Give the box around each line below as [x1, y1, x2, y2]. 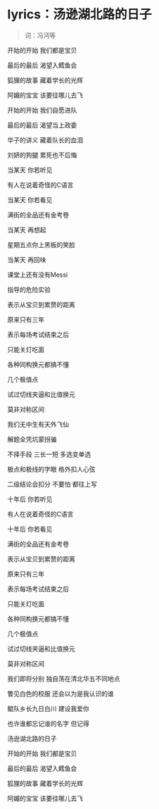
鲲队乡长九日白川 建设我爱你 [7, 704, 89, 713]
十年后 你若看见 [7, 525, 53, 533]
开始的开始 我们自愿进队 [7, 106, 77, 114]
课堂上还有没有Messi [7, 270, 68, 279]
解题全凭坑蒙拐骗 [7, 434, 57, 444]
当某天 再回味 [7, 255, 46, 264]
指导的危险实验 [7, 285, 51, 294]
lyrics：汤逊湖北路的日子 [7, 6, 153, 23]
